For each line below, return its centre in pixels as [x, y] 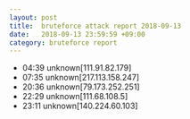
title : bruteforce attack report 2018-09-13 [95, 26]
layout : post [33, 17]
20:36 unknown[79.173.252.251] [81, 87]
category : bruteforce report [63, 42]
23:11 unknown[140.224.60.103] [80, 106]
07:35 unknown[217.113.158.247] [81, 78]
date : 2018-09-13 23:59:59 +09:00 [77, 34]
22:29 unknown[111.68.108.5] [75, 97]
